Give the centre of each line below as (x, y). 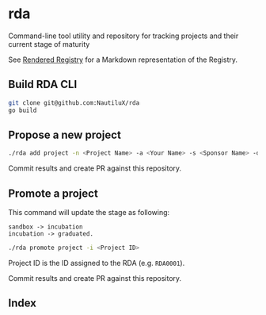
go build (23, 110)
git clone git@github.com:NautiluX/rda (74, 103)
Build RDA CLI (43, 85)
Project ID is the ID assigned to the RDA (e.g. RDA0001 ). (97, 263)
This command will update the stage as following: (89, 212)
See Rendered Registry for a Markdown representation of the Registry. (123, 60)
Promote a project (53, 193)
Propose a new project (65, 134)
